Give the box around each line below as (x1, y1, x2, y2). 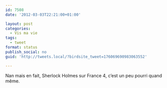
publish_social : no (5, 49, 47, 55)
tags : (5, 35, 17, 40)
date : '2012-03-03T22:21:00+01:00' (5, 12, 81, 17)
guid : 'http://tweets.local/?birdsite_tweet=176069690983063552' (5, 54, 147, 59)
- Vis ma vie (10, 31, 38, 36)
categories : (5, 26, 31, 31)
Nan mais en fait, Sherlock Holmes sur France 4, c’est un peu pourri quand (5, 72, 162, 78)
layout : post (5, 21, 33, 26)
